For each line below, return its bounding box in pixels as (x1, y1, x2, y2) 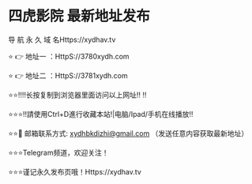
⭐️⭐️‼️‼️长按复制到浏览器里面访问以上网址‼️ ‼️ (8, 90, 147, 100)
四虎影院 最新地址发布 (8, 7, 150, 25)
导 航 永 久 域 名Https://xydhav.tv (8, 35, 116, 44)
